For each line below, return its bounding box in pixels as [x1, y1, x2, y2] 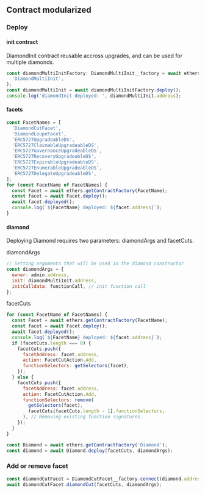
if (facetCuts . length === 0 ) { [12, 340, 92, 346]
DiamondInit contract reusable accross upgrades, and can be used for [6, 52, 183, 59]
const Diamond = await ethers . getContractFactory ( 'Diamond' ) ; [6, 442, 168, 448]
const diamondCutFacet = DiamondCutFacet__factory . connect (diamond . [6, 476, 184, 482]
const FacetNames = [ [6, 120, 62, 126]
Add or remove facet [6, 462, 68, 470]
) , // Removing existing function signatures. [22, 414, 143, 420]
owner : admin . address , [12, 271, 70, 278]
